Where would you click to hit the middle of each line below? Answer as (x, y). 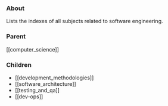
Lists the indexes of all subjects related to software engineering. (85, 21)
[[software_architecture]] (45, 83)
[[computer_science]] (33, 49)
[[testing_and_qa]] (37, 90)
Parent (16, 37)
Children (19, 65)
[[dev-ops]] (29, 97)
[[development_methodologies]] (54, 78)
